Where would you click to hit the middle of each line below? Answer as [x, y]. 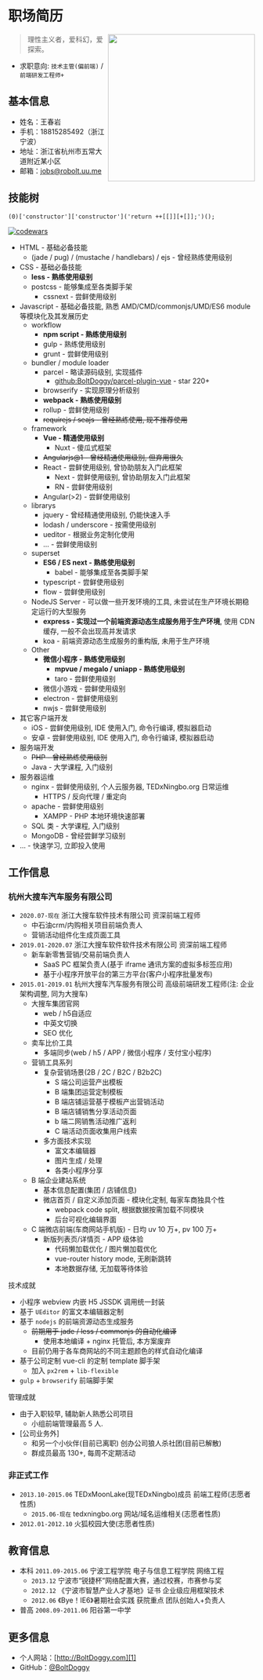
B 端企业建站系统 [58, 1180]
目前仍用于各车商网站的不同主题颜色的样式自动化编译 [117, 1351]
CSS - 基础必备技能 [50, 267]
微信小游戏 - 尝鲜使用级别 [84, 688]
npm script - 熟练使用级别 [85, 334]
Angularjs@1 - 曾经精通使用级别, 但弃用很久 [113, 457]
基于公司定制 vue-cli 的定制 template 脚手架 [90, 1361]
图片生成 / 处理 [79, 1161]
